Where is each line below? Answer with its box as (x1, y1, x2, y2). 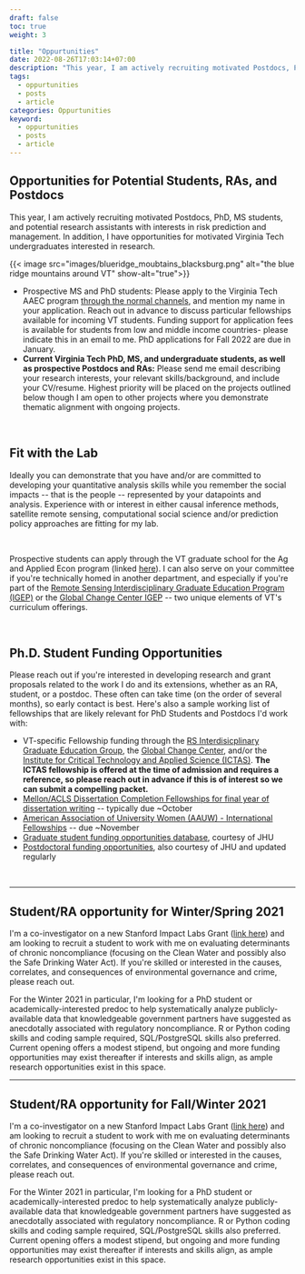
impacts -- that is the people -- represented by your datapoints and (9, 488, 261, 500)
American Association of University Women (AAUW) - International (22, 813, 273, 824)
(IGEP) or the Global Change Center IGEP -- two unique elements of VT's (9, 592, 282, 603)
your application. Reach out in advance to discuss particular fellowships (22, 305, 292, 316)
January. (22, 343, 56, 355)
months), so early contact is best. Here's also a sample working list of (9, 698, 271, 709)
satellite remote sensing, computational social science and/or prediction (9, 508, 279, 519)
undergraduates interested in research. (9, 240, 156, 251)
